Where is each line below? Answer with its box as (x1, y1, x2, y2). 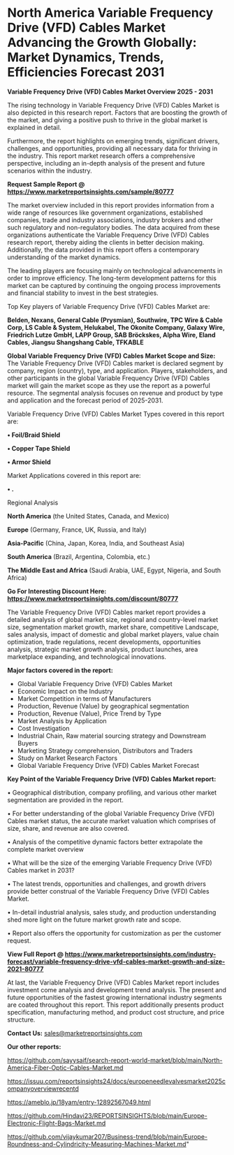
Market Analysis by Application (17, 716, 107, 725)
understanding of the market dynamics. (7, 253, 121, 261)
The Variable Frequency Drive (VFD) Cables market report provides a (7, 608, 206, 616)
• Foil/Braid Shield (7, 430, 61, 439)
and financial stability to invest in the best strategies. (7, 289, 159, 297)
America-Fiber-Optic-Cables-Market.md (7, 1063, 124, 1072)
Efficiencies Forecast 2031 (7, 64, 165, 80)
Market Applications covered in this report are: (7, 471, 141, 479)
